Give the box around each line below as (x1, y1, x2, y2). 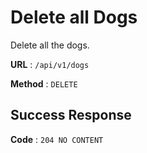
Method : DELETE (10, 77, 78, 90)
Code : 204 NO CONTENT (10, 133, 104, 145)
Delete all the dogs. (10, 39, 90, 51)
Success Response (10, 107, 132, 124)
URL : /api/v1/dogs (10, 58, 90, 70)
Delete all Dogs (10, 6, 138, 29)
